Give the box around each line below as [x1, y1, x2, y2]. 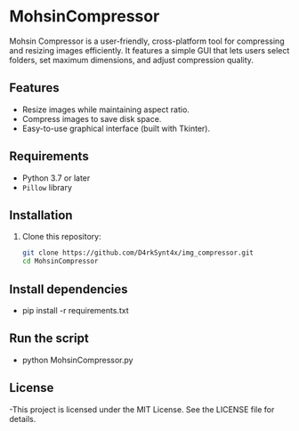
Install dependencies [9, 281, 128, 297]
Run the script [9, 331, 89, 346]
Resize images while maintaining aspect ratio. [21, 104, 190, 115]
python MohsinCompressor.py [21, 354, 133, 365]
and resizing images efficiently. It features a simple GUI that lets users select [9, 45, 290, 55]
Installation [9, 207, 73, 223]
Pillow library [21, 182, 73, 192]
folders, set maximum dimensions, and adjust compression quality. [9, 54, 254, 65]
